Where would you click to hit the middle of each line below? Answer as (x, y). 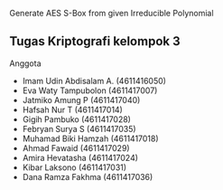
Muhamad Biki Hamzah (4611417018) (91, 138)
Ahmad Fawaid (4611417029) (76, 147)
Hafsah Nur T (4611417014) (73, 109)
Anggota (26, 63)
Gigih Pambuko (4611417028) (76, 119)
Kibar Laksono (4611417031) (74, 167)
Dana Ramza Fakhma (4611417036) (88, 176)
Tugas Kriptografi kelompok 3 (95, 41)
